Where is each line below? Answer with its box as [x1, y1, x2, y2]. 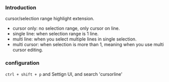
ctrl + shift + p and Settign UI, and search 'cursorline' [5, 71, 123, 77]
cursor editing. [12, 47, 43, 53]
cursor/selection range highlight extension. [5, 16, 94, 22]
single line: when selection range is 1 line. [12, 31, 99, 37]
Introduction [5, 4, 36, 11]
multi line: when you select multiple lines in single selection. [12, 36, 137, 42]
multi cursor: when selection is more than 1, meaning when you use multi [12, 42, 164, 48]
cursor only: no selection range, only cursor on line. [12, 25, 120, 31]
